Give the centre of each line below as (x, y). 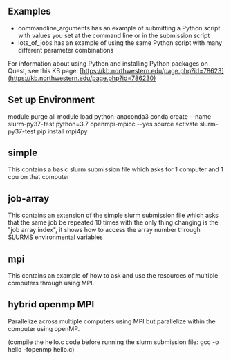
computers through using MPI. (51, 283)
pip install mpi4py (62, 131)
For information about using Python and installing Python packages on (108, 63)
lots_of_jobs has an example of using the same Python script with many (120, 42)
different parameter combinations (66, 50)
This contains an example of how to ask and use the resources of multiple (113, 276)
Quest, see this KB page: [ (45, 70)
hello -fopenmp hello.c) (41, 349)
